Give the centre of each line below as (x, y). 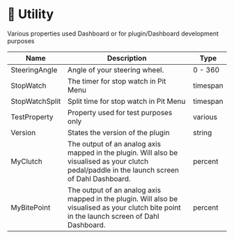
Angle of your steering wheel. (116, 70)
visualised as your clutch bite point (124, 207)
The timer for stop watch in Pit (117, 81)
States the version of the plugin (118, 132)
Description (127, 58)
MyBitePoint (31, 207)
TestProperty (32, 116)
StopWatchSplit (36, 101)
